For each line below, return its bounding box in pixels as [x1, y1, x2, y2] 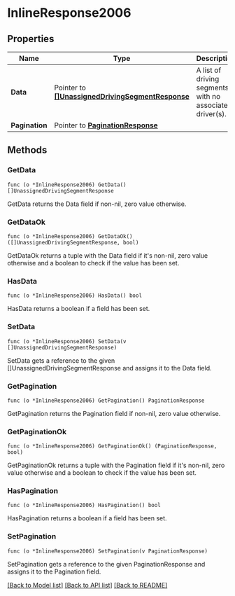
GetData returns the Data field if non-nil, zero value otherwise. [7, 200, 187, 208]
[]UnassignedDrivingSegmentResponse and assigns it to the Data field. [7, 363, 212, 372]
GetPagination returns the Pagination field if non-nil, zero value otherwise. [7, 409, 221, 417]
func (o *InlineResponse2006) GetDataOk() [7, 233, 133, 240]
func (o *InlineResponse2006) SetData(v [7, 338, 127, 345]
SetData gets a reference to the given [7, 356, 115, 365]
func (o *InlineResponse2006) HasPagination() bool [7, 502, 161, 509]
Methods [7, 144, 48, 156]
